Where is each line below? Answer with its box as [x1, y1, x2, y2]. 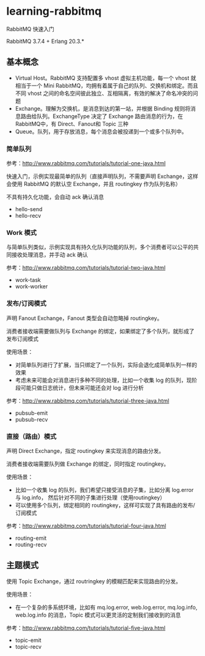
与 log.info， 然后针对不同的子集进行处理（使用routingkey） [15, 494, 166, 501]
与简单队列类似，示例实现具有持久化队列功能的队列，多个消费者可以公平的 [6, 244, 193, 251]
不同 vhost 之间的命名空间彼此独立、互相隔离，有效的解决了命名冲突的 [15, 89, 193, 97]
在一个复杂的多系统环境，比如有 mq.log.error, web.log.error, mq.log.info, [15, 603, 198, 611]
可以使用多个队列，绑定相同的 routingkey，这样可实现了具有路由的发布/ [15, 501, 195, 509]
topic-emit [15, 636, 41, 644]
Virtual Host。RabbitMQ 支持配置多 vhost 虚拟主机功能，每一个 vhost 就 [15, 74, 196, 81]
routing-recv [15, 540, 47, 548]
